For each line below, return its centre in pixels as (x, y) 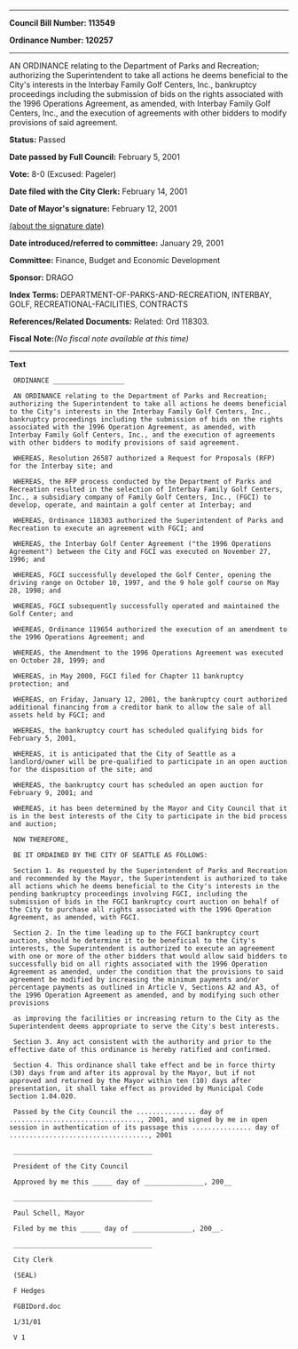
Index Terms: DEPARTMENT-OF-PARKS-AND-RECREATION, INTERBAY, (141, 295)
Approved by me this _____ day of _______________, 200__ (122, 1182)
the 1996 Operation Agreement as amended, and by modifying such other (144, 995)
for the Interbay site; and (61, 466)
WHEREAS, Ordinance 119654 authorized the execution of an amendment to (150, 630)
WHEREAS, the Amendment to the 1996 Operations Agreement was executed (148, 653)
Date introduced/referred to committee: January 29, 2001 (117, 243)
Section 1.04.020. (43, 1096)
